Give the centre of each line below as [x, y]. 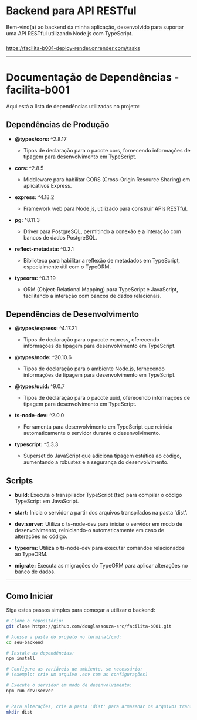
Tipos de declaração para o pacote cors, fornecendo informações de [107, 150]
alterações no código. [41, 536]
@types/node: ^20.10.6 [43, 357]
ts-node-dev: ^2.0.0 [39, 416]
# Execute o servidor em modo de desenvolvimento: [69, 685]
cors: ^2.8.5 [29, 168]
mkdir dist [19, 712]
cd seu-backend [25, 642]
